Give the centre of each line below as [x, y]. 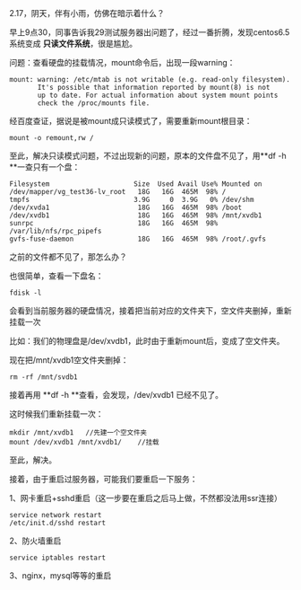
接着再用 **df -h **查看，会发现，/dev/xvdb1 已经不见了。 [116, 395]
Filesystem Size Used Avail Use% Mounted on [136, 184]
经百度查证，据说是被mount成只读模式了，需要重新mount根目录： [131, 121]
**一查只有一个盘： [45, 167]
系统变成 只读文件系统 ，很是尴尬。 [73, 44]
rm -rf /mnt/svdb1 [43, 377]
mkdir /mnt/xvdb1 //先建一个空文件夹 [78, 433]
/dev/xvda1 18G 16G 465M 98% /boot [126, 207]
